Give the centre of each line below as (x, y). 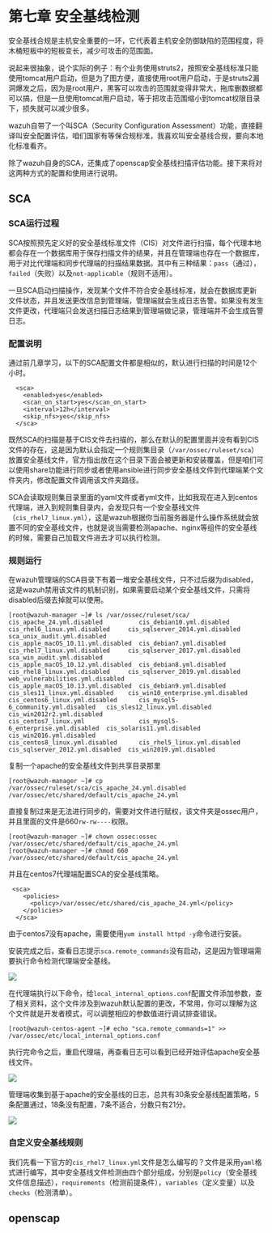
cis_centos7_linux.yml (47, 722)
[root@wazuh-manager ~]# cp (56, 782)
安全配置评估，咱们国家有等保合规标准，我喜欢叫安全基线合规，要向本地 (143, 135)
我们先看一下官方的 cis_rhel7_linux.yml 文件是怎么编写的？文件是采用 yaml (132, 1162)
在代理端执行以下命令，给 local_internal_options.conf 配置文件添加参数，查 (136, 994)
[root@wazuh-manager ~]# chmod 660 (68, 851)
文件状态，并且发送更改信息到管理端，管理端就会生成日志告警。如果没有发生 (136, 300)
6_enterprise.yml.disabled (54, 729)
